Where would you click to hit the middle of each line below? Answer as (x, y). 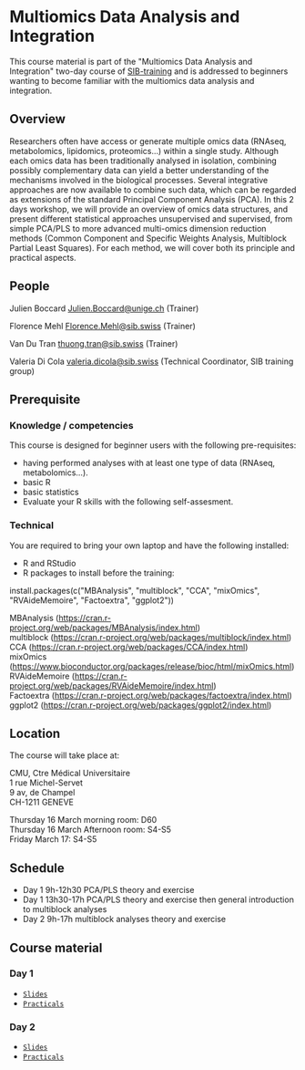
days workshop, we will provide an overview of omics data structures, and (149, 209)
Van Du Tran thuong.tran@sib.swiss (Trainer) (94, 343)
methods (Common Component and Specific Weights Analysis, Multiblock (148, 238)
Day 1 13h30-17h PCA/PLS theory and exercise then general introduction (158, 899)
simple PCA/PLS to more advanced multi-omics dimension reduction (138, 228)
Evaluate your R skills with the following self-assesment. (128, 502)
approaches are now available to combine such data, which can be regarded (153, 190)
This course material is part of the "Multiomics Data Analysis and (131, 61)
